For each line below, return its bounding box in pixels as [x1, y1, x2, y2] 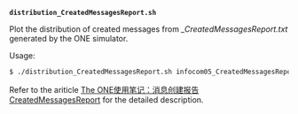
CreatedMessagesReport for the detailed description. [9, 94, 204, 105]
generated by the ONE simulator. [9, 34, 129, 43]
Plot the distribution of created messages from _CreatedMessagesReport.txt [9, 24, 288, 34]
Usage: [9, 50, 35, 61]
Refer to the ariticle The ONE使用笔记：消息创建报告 [9, 84, 200, 95]
